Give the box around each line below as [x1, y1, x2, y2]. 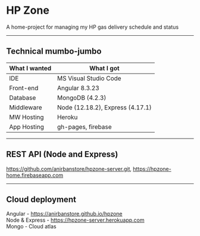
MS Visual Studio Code [57, 74, 121, 82]
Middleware [9, 103, 42, 111]
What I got [89, 64, 120, 72]
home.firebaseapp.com [6, 171, 64, 179]
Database [9, 93, 36, 102]
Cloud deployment [6, 194, 76, 204]
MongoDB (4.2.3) [57, 93, 107, 102]
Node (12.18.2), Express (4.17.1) [57, 103, 152, 111]
